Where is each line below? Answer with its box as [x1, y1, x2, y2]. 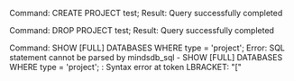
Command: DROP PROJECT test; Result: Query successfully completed [9, 25, 275, 35]
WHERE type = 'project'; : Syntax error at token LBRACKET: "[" [9, 62, 242, 72]
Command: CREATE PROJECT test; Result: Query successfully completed [9, 8, 283, 18]
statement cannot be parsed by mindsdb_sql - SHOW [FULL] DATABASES [9, 52, 283, 62]
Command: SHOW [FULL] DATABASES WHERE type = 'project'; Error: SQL [9, 42, 286, 53]
